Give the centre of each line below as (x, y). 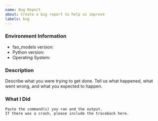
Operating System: (31, 57)
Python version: (28, 52)
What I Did (18, 99)
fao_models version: (33, 47)
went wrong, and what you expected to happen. (54, 86)
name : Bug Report (23, 10)
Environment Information (36, 36)
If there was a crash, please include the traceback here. (67, 114)
